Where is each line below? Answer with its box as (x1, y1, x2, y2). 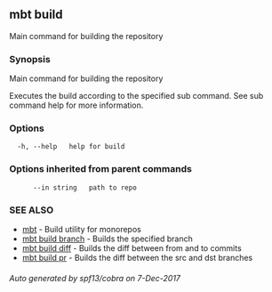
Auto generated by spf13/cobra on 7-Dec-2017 (9, 272, 180, 283)
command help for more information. (9, 100, 144, 110)
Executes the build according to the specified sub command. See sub (9, 91, 264, 101)
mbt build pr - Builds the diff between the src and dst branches (21, 253, 253, 263)
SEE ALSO (9, 204, 54, 216)
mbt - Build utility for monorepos (21, 224, 142, 234)
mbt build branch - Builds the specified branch (21, 233, 193, 244)
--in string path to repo (32, 182, 138, 192)
